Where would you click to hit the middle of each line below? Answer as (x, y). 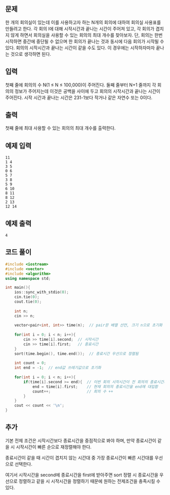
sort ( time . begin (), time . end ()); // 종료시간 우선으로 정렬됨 (77, 354)
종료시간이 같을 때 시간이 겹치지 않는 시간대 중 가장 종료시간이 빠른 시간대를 (79, 457)
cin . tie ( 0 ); (27, 297)
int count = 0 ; (30, 363)
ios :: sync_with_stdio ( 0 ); (42, 292)
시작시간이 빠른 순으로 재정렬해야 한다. (54, 447)
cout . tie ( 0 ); (28, 302)
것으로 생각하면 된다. (31, 54)
